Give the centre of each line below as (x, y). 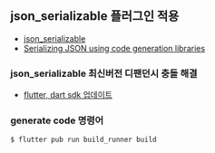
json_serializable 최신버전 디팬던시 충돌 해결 (104, 73)
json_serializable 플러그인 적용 (95, 16)
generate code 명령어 (57, 120)
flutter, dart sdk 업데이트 (68, 95)
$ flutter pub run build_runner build (83, 140)
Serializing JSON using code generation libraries (114, 48)
